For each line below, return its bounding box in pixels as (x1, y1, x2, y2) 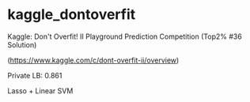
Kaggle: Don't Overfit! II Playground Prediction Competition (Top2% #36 (7, 32, 242, 41)
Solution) (7, 40, 37, 49)
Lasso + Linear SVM (7, 85, 74, 96)
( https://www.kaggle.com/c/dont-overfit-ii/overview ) (7, 55, 180, 65)
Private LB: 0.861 (7, 70, 62, 80)
